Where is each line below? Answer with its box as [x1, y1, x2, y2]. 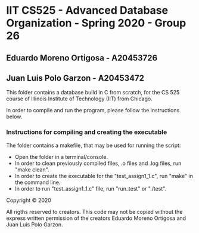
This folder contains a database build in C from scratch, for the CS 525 [6, 89, 180, 96]
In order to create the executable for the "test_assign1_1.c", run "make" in [14, 172, 194, 179]
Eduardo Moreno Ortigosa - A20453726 [6, 53, 158, 63]
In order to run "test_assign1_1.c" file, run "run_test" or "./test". [14, 185, 167, 192]
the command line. [14, 179, 61, 186]
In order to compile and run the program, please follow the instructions [6, 107, 180, 114]
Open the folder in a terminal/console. [14, 153, 108, 160]
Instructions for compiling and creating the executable [6, 128, 167, 136]
